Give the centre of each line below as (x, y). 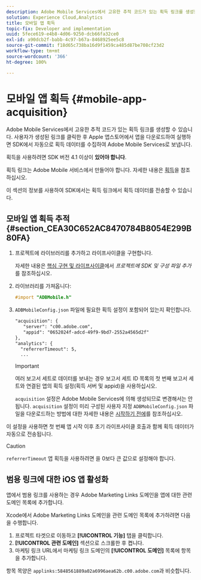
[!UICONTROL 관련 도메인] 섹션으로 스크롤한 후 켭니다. (79, 543)
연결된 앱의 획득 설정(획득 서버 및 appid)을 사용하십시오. (92, 386)
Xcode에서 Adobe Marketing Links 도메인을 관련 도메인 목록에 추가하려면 (93, 515)
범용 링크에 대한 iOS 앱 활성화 (57, 479)
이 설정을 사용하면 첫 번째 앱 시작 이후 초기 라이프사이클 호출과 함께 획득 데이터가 (100, 427)
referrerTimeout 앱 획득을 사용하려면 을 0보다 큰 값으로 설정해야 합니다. (91, 459)
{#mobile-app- (109, 99)
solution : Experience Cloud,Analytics (54, 17)
